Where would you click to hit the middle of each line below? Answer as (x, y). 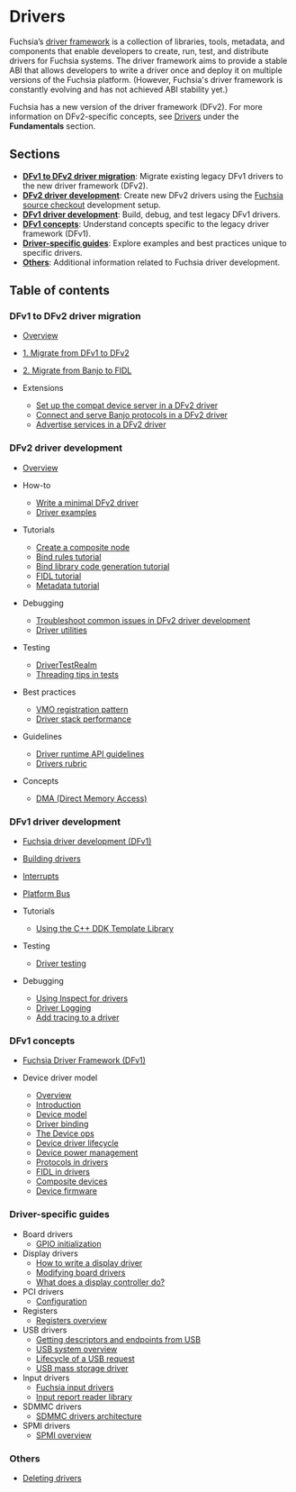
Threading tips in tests (77, 674)
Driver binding (62, 1124)
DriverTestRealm (66, 665)
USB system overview (76, 1349)
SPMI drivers (46, 1425)
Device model (61, 1114)
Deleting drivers (52, 1478)
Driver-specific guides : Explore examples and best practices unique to (154, 243)
